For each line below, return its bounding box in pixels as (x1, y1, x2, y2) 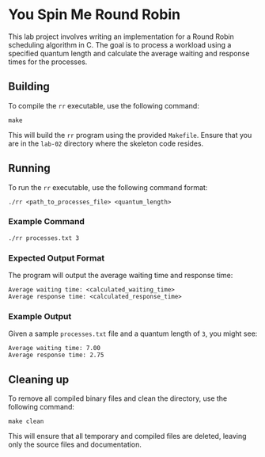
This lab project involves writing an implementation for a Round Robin (8, 32, 235, 41)
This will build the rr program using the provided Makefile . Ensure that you (8, 130, 252, 139)
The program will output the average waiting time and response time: (8, 271, 233, 280)
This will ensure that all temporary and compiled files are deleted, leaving (8, 432, 247, 441)
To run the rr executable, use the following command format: (8, 182, 208, 192)
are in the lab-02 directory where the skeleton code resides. (8, 139, 204, 148)
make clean (8, 417, 44, 425)
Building (8, 80, 50, 93)
